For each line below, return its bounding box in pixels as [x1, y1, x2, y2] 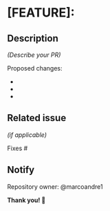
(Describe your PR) [7, 51, 61, 59]
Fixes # [7, 144, 28, 152]
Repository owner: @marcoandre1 [7, 182, 103, 191]
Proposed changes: [7, 64, 63, 72]
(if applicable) [7, 130, 47, 139]
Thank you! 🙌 [7, 196, 46, 204]
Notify [7, 164, 35, 176]
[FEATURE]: [7, 5, 75, 21]
